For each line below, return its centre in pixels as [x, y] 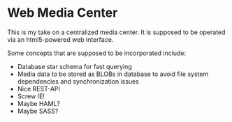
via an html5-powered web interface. [60, 39]
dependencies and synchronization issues [78, 81]
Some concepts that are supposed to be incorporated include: [97, 53]
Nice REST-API [39, 89]
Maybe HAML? [39, 103]
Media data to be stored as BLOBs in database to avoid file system [113, 74]
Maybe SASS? [38, 111]
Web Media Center [63, 13]
